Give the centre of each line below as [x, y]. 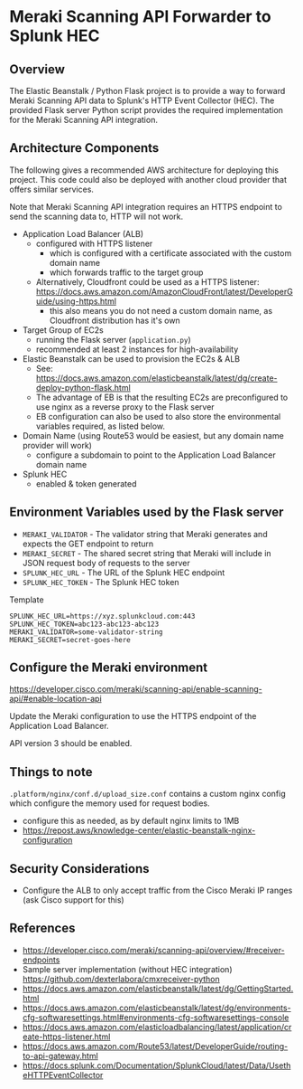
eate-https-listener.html [66, 1037]
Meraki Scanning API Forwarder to [141, 17]
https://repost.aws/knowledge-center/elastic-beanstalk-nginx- [139, 830]
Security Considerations [80, 869]
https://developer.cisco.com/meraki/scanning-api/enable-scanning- [136, 689]
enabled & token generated [86, 483]
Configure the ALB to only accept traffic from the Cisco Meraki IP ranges [157, 890]
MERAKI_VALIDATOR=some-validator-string [87, 632]
